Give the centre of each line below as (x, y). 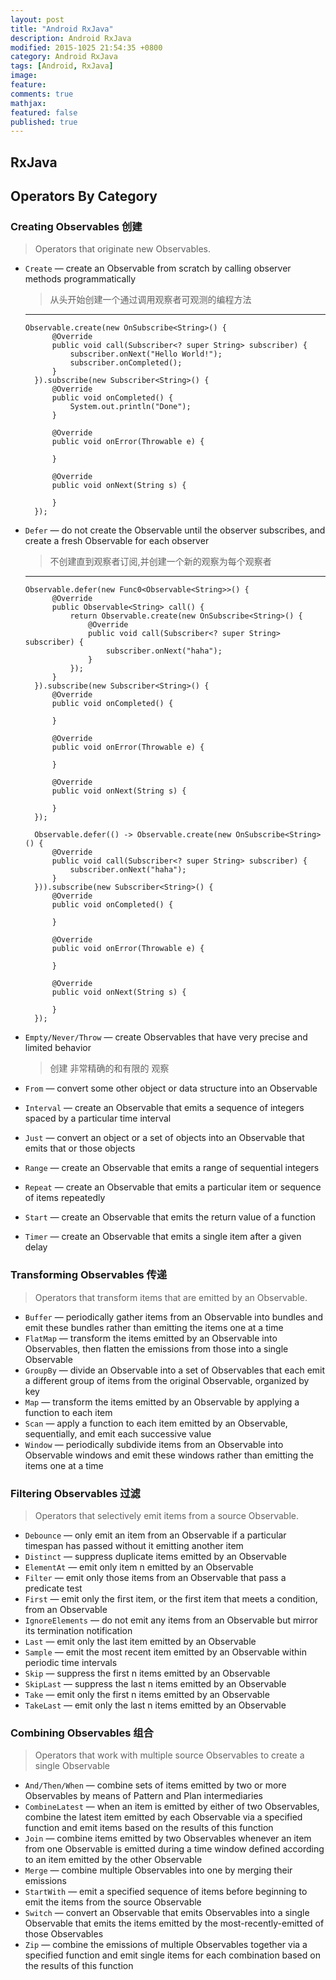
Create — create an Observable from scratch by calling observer (158, 268)
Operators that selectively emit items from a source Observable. (167, 1515)
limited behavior (58, 1048)
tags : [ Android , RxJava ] (62, 66)
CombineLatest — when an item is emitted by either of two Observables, (172, 1807)
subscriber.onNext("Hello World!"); (146, 354)
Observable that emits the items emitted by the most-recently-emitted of (174, 1923)
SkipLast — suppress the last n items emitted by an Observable (155, 1683)
